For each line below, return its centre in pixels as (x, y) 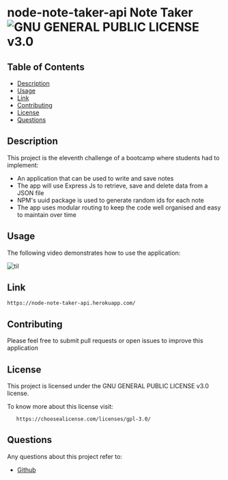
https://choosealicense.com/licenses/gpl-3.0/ (84, 419)
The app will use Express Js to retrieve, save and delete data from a (112, 186)
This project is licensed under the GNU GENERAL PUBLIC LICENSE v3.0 (108, 386)
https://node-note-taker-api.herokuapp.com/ (71, 303)
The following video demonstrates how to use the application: (94, 253)
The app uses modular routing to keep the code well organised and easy (119, 207)
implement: (23, 165)
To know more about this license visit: (60, 407)
